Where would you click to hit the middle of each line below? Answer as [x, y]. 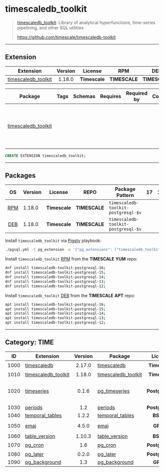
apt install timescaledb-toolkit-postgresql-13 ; [55, 318]
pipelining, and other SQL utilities [50, 27]
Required [137, 93]
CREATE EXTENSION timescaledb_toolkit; [46, 156]
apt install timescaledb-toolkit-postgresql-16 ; [55, 304]
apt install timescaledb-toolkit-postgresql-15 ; [55, 309]
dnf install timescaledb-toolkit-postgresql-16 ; [55, 268]
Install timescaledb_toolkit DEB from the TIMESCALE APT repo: [70, 295]
